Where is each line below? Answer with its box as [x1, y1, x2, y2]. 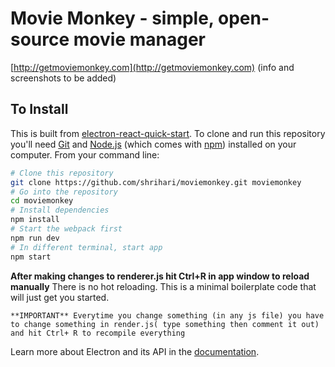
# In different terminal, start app [10, 242, 163, 252]
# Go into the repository [10, 187, 118, 197]
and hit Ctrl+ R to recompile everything [10, 328, 186, 338]
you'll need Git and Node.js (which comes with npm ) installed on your [10, 138, 297, 150]
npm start [10, 252, 52, 262]
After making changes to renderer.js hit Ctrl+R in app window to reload [10, 270, 310, 282]
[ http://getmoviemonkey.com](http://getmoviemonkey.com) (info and [10, 61, 295, 73]
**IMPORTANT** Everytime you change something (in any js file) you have [10, 310, 325, 321]
